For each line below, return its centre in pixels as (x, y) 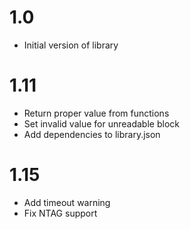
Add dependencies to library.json (92, 134)
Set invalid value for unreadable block (101, 123)
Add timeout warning (67, 202)
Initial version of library (71, 45)
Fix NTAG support (60, 213)
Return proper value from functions (96, 113)
